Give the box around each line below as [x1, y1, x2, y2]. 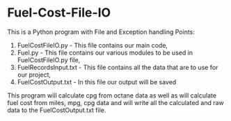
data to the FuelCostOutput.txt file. [7, 106, 106, 114]
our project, [17, 71, 51, 79]
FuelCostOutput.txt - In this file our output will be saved [17, 77, 177, 86]
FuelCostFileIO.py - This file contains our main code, [17, 41, 168, 49]
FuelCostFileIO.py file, [17, 55, 81, 64]
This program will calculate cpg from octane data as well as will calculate [7, 91, 217, 100]
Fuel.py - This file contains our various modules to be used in [17, 48, 193, 57]
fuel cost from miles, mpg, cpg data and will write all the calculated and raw [7, 98, 224, 106]
